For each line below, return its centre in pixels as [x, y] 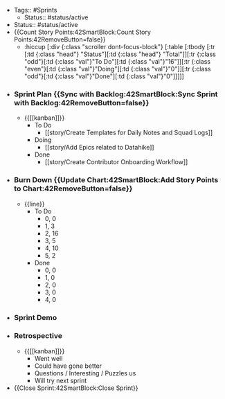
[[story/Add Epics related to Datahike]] [99, 148]
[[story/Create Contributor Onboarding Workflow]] [116, 162]
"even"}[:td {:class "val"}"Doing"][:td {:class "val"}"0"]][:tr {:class [117, 69]
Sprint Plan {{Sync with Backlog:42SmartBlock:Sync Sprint [116, 94]
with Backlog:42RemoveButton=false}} [81, 103]
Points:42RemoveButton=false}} [60, 39]
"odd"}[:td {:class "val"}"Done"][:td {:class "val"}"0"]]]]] [104, 76]
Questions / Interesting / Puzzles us [85, 373]
